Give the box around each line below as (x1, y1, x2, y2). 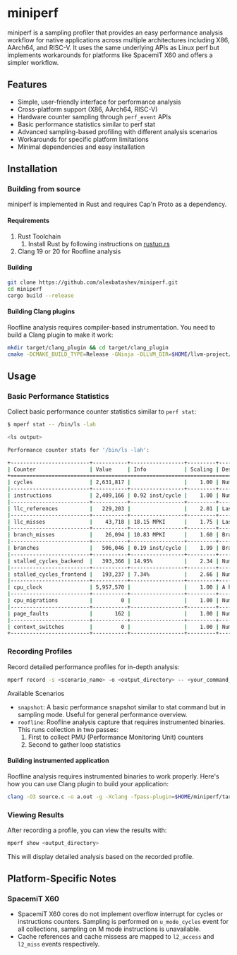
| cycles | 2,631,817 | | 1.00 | (7, 479, 219, 486)
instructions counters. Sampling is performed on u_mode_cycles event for (17, 918, 229, 926)
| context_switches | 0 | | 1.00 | (7, 623, 219, 630)
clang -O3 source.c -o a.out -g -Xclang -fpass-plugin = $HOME (7, 793, 191, 800)
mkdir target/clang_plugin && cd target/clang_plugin (7, 344, 169, 351)
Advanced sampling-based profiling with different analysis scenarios (17, 127, 218, 136)
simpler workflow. (7, 58, 59, 66)
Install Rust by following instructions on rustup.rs (28, 239, 171, 248)
